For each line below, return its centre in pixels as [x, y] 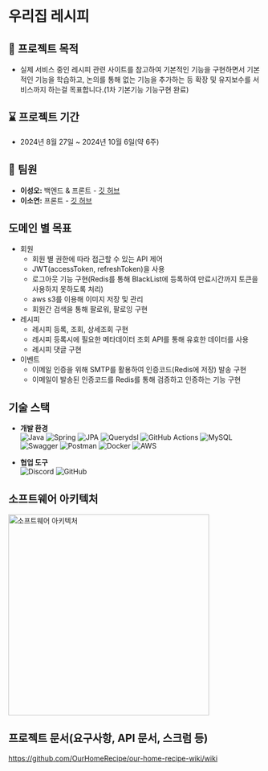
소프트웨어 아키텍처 [53, 499]
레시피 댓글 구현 [57, 350]
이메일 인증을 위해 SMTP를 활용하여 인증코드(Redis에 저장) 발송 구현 [139, 370]
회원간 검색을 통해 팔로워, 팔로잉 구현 [90, 310]
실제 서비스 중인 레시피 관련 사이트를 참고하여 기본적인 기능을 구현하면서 [132, 70]
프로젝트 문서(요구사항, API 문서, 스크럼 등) [108, 738]
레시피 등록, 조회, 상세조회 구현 [80, 330]
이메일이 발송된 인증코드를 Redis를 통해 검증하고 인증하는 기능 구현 [136, 379]
